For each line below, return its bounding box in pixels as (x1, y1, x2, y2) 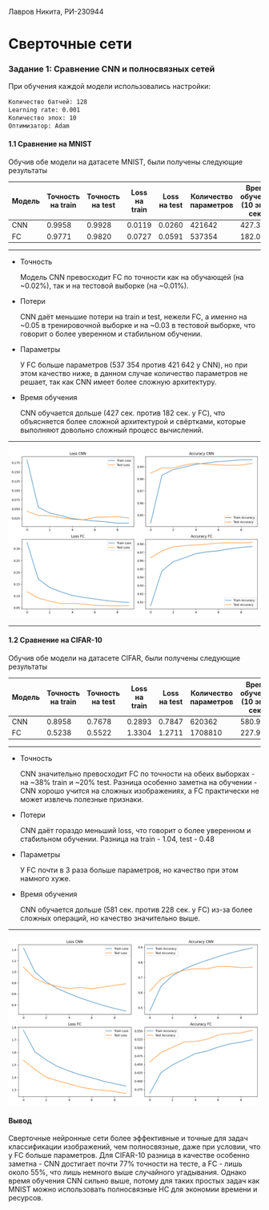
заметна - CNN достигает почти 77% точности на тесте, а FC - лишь (8, 1159, 243, 1169)
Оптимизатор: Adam (8, 122, 70, 131)
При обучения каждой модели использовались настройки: (8, 82, 211, 91)
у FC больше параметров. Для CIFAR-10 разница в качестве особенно (8, 1151, 250, 1160)
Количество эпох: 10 (8, 114, 78, 123)
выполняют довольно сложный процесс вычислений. (19, 425, 204, 435)
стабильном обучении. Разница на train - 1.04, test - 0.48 (19, 834, 215, 844)
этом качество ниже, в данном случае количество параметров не (19, 369, 248, 378)
